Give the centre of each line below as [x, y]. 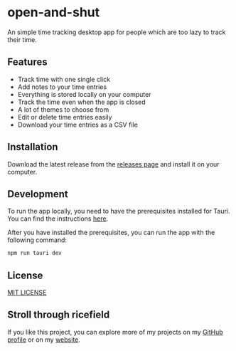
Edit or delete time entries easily [65, 117]
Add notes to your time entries [62, 87]
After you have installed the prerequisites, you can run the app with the [111, 233]
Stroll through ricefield [59, 315]
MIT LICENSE [27, 293]
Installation [33, 147]
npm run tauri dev [34, 253]
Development [38, 194]
